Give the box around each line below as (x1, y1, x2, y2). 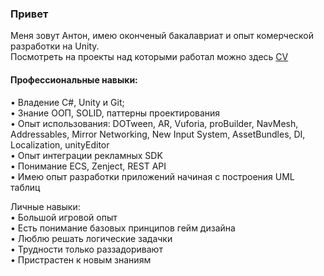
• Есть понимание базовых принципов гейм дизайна (10, 222, 236, 234)
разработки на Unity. (10, 40, 100, 52)
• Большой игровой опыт (10, 211, 118, 223)
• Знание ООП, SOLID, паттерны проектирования (10, 107, 221, 119)
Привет (10, 7, 49, 21)
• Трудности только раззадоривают (10, 243, 163, 255)
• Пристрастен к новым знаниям (10, 253, 152, 266)
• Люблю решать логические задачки (10, 232, 173, 244)
